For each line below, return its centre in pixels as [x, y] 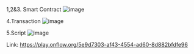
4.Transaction [23, 21]
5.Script [16, 33]
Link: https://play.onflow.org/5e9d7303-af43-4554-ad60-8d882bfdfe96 [97, 45]
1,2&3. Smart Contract [34, 9]
